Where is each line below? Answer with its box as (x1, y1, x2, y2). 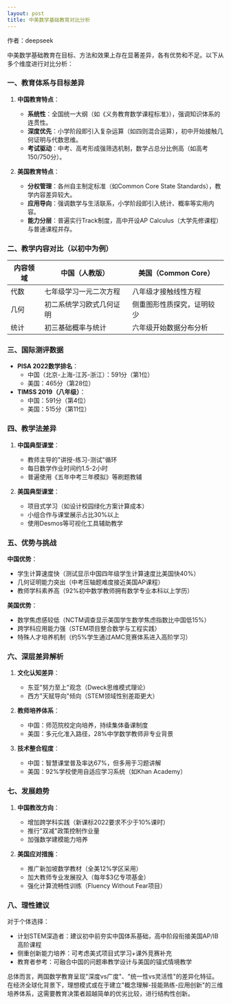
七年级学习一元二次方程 (44, 287, 120, 296)
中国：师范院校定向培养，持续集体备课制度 (27, 721, 148, 729)
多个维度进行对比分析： (7, 59, 74, 67)
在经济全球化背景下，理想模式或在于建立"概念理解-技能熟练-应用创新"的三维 (7, 981, 223, 989)
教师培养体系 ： (16, 706, 60, 715)
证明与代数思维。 (33, 135, 82, 144)
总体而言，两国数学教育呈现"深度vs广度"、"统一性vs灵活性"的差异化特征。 (7, 972, 219, 980)
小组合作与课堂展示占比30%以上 (27, 510, 120, 519)
